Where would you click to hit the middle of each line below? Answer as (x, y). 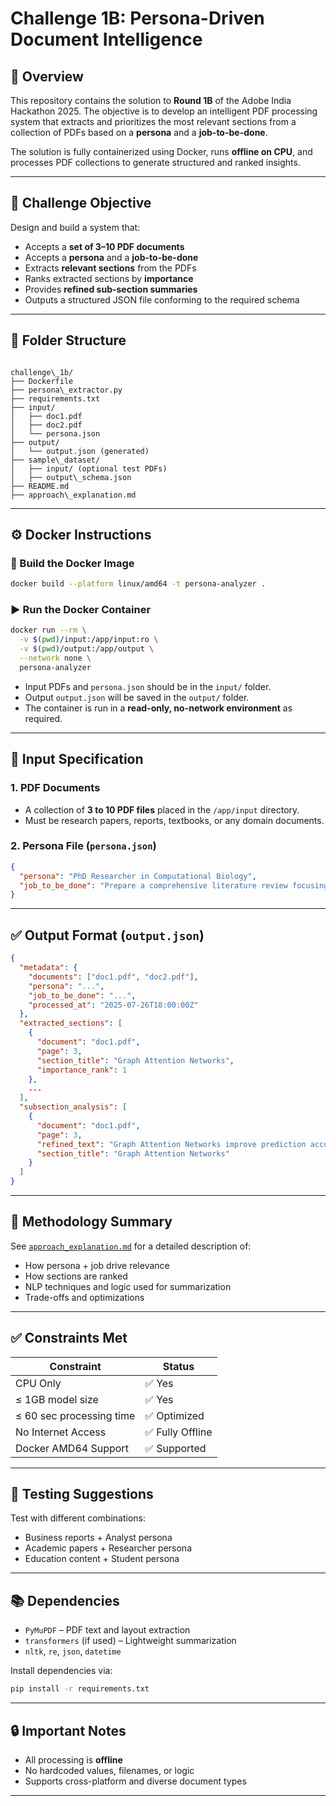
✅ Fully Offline (178, 1432)
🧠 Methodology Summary (91, 1222)
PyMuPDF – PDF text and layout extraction (107, 1630)
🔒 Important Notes (68, 1730)
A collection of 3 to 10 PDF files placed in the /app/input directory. (162, 809)
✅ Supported (175, 1448)
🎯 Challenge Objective (81, 203)
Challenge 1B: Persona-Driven (137, 18)
